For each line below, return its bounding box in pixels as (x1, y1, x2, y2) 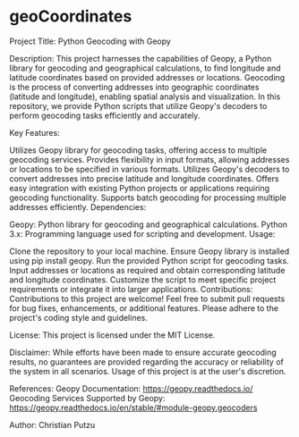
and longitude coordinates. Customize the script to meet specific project (9, 274, 277, 285)
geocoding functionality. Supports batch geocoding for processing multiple (9, 192, 286, 203)
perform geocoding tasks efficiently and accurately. (9, 110, 201, 121)
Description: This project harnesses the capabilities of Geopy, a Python (9, 53, 272, 63)
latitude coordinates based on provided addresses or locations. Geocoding (9, 71, 286, 82)
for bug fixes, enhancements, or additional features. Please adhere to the (9, 302, 279, 314)
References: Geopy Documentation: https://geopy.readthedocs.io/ (9, 382, 253, 394)
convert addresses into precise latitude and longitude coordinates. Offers (9, 172, 279, 184)
